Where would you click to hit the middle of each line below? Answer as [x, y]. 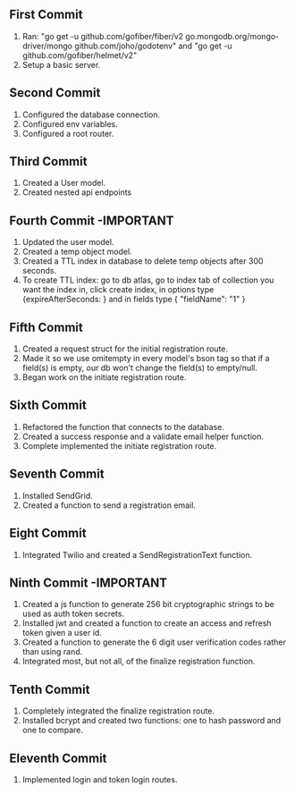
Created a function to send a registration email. [109, 505]
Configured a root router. [68, 133]
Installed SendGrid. [58, 495]
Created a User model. [64, 183]
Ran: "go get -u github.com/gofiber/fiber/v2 [103, 36]
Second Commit [55, 93]
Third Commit [48, 161]
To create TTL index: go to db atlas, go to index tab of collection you [148, 280]
